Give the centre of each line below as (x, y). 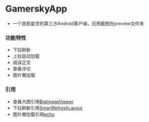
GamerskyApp (36, 9)
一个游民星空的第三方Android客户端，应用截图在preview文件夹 (78, 23)
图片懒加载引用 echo (34, 114)
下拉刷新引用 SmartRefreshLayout (48, 108)
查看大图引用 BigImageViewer (43, 101)
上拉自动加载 (26, 56)
